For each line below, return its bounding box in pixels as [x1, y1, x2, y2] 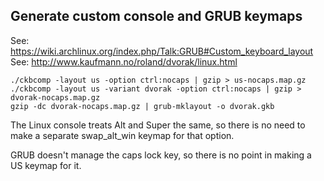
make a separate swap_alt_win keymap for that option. [10, 129, 235, 141]
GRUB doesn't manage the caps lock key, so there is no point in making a [10, 149, 312, 161]
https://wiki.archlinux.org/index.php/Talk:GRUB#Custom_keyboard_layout [10, 45, 314, 57]
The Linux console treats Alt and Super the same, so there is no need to [10, 119, 306, 131]
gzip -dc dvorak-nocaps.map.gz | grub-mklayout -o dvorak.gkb [10, 101, 275, 111]
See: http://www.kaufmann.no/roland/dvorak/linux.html [10, 55, 238, 68]
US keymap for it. [10, 159, 82, 171]
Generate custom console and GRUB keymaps [10, 8, 303, 25]
